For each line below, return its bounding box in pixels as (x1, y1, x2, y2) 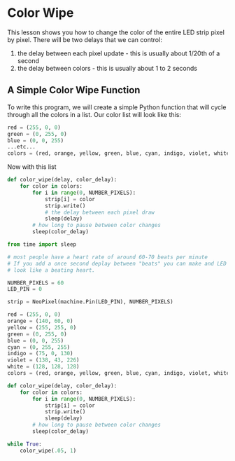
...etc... (7, 144, 36, 151)
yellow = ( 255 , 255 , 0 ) (7, 324, 77, 331)
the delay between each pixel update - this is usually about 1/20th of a (17, 49, 220, 57)
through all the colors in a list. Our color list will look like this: (7, 110, 182, 118)
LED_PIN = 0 (7, 286, 42, 293)
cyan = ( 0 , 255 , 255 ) (7, 343, 71, 351)
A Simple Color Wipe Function (7, 84, 141, 96)
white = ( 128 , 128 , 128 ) (7, 363, 80, 371)
